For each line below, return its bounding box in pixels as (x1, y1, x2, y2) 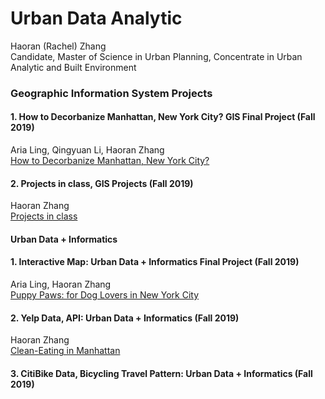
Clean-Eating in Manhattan (10, 345, 121, 357)
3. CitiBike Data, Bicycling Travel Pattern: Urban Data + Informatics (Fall (10, 367, 313, 379)
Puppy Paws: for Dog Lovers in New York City (10, 289, 200, 301)
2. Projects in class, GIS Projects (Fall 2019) (10, 177, 194, 189)
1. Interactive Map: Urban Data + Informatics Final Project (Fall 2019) (10, 256, 300, 268)
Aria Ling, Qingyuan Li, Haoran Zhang (10, 144, 165, 156)
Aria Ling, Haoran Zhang (10, 278, 112, 291)
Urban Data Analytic (10, 7, 183, 30)
